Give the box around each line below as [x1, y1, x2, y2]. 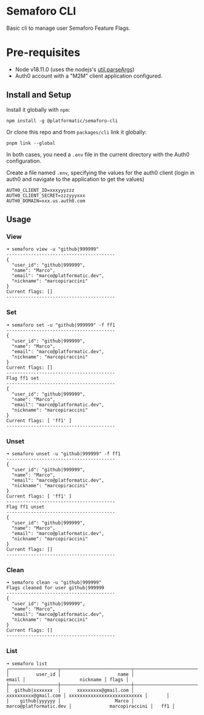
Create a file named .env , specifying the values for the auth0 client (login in [6, 169, 195, 176]
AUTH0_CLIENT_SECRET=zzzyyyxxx [6, 193, 86, 199]
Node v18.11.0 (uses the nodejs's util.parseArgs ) [15, 66, 135, 73]
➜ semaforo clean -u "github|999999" [6, 580, 102, 586]
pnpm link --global [6, 140, 56, 146]
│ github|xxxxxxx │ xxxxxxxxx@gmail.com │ [6, 687, 135, 693]
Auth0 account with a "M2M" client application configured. [15, 72, 163, 80]
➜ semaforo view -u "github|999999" [6, 246, 99, 253]
